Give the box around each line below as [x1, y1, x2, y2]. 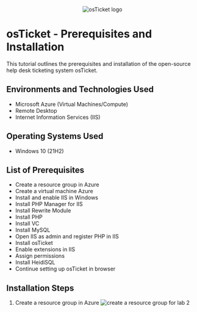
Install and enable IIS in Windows [15, 194, 99, 201]
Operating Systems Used [6, 131, 104, 141]
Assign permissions [15, 252, 65, 260]
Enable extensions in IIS [15, 246, 75, 253]
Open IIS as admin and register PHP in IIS [15, 233, 119, 240]
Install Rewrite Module [15, 207, 71, 214]
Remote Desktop [15, 107, 57, 114]
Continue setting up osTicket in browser [15, 265, 116, 272]
